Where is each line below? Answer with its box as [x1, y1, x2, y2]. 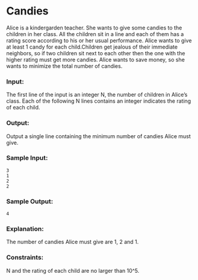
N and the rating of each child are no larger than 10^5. [6, 267, 140, 274]
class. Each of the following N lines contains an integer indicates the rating [6, 97, 191, 105]
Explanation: [6, 225, 44, 233]
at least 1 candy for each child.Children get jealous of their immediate [6, 43, 178, 50]
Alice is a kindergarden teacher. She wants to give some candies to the [6, 24, 182, 31]
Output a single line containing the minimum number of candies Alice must [6, 132, 191, 139]
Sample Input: [6, 154, 48, 162]
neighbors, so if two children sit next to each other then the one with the [6, 49, 185, 56]
